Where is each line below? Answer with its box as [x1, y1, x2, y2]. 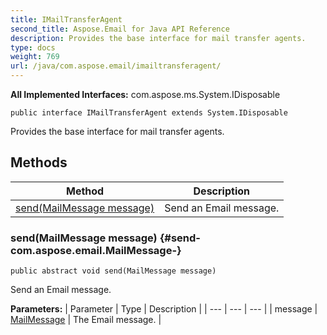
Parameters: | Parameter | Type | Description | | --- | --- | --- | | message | [10, 303, 318, 315]
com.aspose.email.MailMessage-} [10, 243, 182, 257]
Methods [10, 154, 68, 171]
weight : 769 [10, 52, 60, 62]
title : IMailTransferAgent [10, 14, 123, 25]
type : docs [10, 42, 56, 53]
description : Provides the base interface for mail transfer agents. [10, 33, 307, 43]
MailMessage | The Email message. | [10, 314, 162, 326]
